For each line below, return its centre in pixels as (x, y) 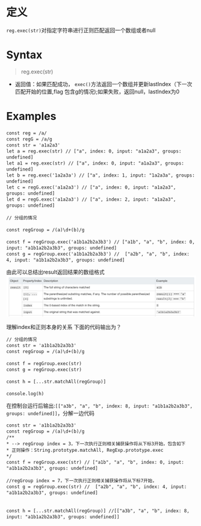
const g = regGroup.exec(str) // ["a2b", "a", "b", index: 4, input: (97, 487)
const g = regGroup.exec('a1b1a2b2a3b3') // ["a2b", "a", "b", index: (98, 254)
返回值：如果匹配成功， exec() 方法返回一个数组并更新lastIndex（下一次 (104, 84)
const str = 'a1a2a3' (33, 145)
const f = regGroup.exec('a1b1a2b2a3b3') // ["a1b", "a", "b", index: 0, (101, 242)
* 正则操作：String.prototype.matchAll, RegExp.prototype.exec (85, 450)
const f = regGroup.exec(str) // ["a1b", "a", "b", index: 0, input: (95, 462)
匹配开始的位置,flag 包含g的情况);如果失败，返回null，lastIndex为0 (97, 92)
